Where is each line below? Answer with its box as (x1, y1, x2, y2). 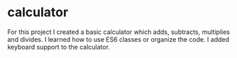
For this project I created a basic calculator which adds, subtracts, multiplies (7, 28, 231, 36)
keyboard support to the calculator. (7, 42, 110, 51)
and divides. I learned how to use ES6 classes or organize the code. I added (7, 35, 229, 43)
